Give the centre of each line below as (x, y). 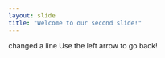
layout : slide (32, 15)
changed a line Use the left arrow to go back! (83, 45)
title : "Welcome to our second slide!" (75, 23)
